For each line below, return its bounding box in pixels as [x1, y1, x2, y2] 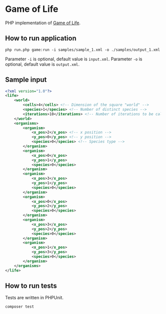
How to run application [5, 34, 77, 43]
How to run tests [5, 281, 57, 290]
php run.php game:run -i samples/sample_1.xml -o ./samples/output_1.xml [5, 47, 161, 52]
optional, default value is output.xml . [5, 61, 80, 67]
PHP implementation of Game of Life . [5, 20, 81, 26]
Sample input [5, 76, 47, 84]
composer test [5, 304, 35, 310]
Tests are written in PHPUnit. [5, 295, 64, 301]
